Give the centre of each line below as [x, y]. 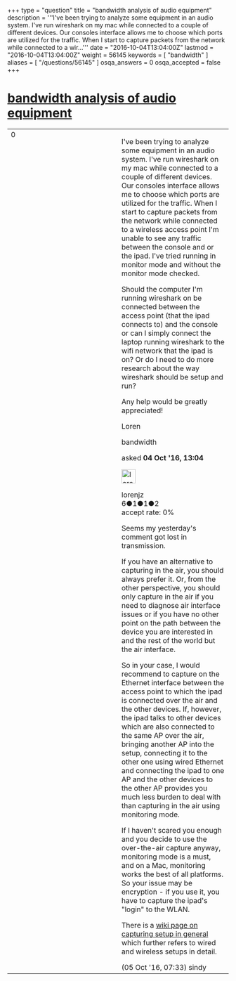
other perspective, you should [171, 587]
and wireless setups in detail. [170, 951]
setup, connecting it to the [165, 753]
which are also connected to [169, 727]
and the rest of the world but [169, 640]
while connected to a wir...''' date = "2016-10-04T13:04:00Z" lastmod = [111, 47]
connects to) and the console [170, 324]
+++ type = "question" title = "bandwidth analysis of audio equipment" [110, 10]
